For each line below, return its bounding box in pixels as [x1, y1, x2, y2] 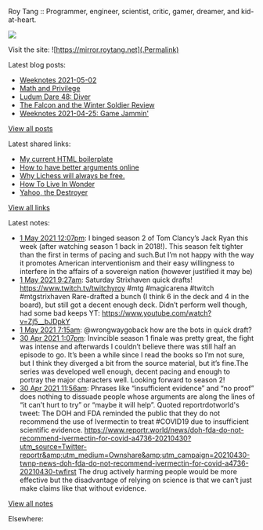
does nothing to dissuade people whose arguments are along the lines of [19, 392, 255, 401]
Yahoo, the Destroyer [19, 188, 88, 197]
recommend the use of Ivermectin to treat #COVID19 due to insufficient [19, 417, 249, 426]
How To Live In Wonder [19, 180, 95, 188]
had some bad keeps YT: [19, 309, 100, 317]
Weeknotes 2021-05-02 [19, 75, 97, 85]
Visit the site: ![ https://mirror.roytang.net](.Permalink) [8, 45, 179, 54]
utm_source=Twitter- [19, 442, 88, 451]
